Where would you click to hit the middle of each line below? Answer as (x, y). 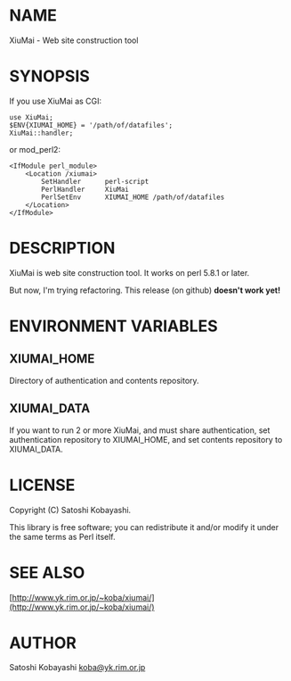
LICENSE (42, 485)
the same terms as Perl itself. (62, 536)
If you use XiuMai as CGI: (56, 101)
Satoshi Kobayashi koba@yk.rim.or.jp (77, 668)
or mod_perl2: (35, 149)
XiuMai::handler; (41, 133)
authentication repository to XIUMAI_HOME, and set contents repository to (146, 439)
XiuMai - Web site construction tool (74, 40)
